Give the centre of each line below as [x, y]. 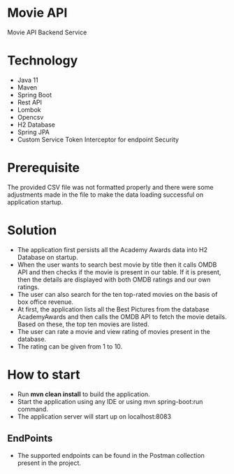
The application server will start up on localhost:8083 [94, 416]
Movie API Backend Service [47, 32]
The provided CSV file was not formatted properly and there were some [110, 187]
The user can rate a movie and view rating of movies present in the [114, 331]
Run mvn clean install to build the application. [83, 394]
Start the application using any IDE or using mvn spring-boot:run [110, 401]
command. [33, 409]
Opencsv [30, 117]
